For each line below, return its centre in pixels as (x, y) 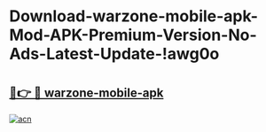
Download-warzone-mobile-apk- (134, 16)
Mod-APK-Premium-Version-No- (133, 35)
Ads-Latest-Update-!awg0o (114, 54)
